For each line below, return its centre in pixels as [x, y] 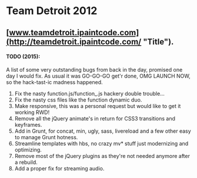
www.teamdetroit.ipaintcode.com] [74, 33]
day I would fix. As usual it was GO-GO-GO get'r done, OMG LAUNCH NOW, [98, 76]
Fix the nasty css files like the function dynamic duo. [78, 100]
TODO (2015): [23, 56]
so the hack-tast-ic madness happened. [54, 82]
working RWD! [32, 112]
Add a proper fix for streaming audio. [59, 168]
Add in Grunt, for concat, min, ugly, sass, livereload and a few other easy [103, 131]
